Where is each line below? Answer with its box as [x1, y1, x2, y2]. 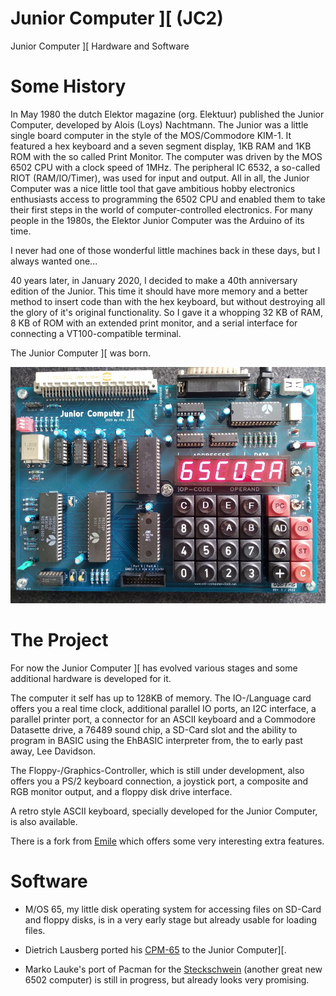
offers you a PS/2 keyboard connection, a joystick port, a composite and [10, 775, 309, 787]
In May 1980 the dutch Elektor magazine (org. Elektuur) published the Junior [10, 108, 325, 120]
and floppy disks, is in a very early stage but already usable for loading [24, 913, 317, 926]
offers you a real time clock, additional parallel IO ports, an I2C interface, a [10, 702, 317, 714]
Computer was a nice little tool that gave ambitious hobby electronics [10, 182, 296, 194]
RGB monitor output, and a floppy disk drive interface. [10, 785, 233, 797]
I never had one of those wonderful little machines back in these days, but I [10, 244, 321, 256]
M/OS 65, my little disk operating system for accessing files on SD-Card [24, 903, 322, 915]
